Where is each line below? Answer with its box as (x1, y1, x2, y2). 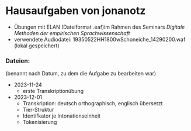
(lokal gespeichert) (13, 42, 60, 49)
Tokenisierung (22, 119, 57, 126)
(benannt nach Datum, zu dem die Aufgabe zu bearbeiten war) (5, 70, 157, 77)
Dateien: (5, 57, 30, 65)
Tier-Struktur (22, 106, 54, 113)
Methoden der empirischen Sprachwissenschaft (13, 29, 130, 36)
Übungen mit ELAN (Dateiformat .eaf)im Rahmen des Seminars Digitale (13, 23, 185, 30)
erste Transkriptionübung (22, 88, 84, 95)
